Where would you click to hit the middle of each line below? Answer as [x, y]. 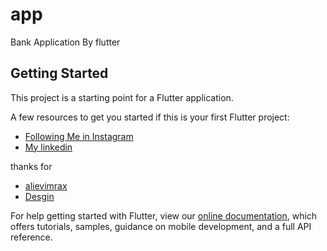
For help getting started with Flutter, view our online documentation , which [164, 215]
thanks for [31, 166]
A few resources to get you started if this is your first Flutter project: [150, 117]
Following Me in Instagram [79, 136]
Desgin [39, 196]
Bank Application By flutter [65, 42]
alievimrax [46, 185]
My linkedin [48, 147]
